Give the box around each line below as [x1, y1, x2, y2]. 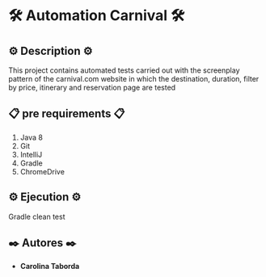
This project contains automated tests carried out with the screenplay [8, 65, 240, 75]
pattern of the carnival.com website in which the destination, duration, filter [8, 74, 260, 83]
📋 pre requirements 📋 [8, 107, 125, 121]
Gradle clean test [8, 212, 65, 221]
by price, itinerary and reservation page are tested [8, 82, 176, 92]
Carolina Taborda [19, 262, 80, 271]
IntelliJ [19, 149, 43, 159]
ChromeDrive [19, 166, 65, 176]
